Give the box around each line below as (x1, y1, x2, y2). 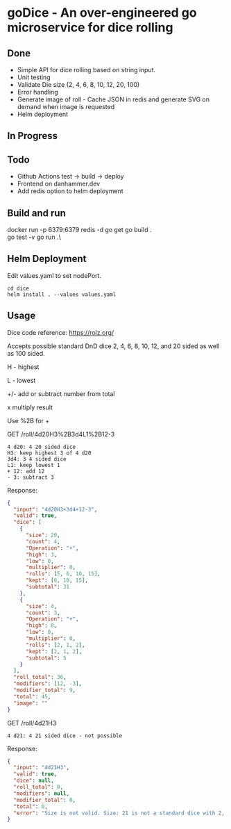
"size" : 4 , (25, 602, 58, 609)
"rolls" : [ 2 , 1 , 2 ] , (25, 641, 85, 648)
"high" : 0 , (25, 622, 58, 630)
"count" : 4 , (25, 538, 60, 545)
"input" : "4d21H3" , (13, 764, 70, 771)
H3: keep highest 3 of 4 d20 (7, 450, 92, 457)
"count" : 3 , (25, 609, 60, 616)
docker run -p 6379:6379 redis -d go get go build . (7, 226, 152, 234)
